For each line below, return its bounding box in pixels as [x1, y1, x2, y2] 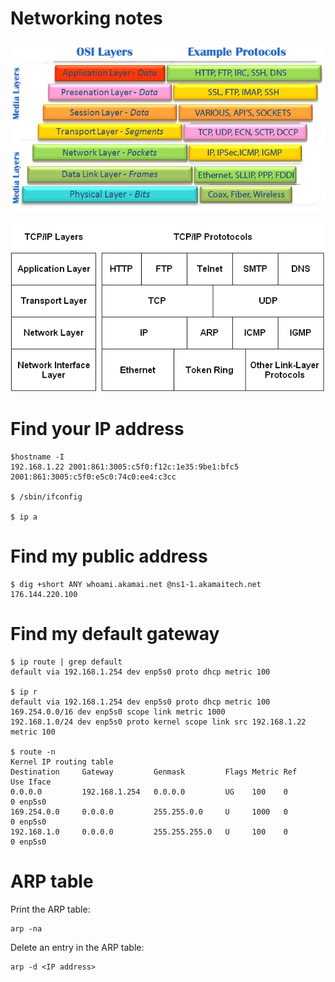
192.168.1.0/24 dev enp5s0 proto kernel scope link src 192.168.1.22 [10, 717, 307, 727]
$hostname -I [10, 452, 65, 462]
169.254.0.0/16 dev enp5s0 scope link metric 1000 [10, 707, 226, 717]
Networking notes [10, 7, 163, 30]
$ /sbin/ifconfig [10, 492, 83, 502]
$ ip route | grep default [10, 657, 123, 667]
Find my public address [10, 545, 208, 568]
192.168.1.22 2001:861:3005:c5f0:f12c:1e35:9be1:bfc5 [10, 462, 240, 472]
